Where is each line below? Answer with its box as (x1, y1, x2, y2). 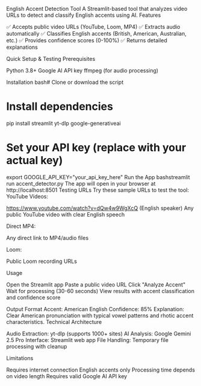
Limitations (6, 354, 34, 361)
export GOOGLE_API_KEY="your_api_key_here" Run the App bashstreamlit (6, 173, 191, 180)
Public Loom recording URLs (6, 258, 77, 265)
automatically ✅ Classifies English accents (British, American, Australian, (6, 30, 187, 37)
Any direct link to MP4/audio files (6, 234, 89, 241)
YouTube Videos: (6, 192, 48, 200)
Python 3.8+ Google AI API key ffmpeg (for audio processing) (6, 67, 158, 74)
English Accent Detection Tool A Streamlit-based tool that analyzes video (6, 5, 188, 12)
